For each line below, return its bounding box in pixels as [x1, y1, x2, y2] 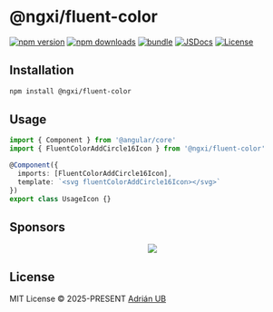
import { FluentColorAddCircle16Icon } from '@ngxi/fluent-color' [9, 144, 266, 153]
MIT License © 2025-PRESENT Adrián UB [9, 293, 166, 305]
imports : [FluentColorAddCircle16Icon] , [17, 170, 172, 179]
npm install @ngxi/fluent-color [9, 86, 132, 96]
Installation [9, 63, 74, 78]
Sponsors [9, 219, 65, 235]
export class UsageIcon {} [9, 194, 112, 203]
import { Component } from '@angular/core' [9, 136, 177, 145]
